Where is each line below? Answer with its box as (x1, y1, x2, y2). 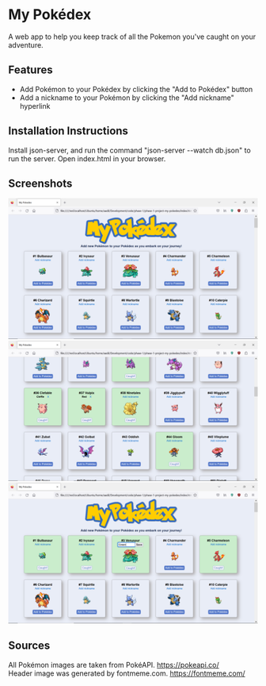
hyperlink (19, 101, 51, 110)
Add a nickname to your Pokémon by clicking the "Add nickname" (19, 93, 235, 102)
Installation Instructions (8, 125, 129, 138)
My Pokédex (8, 6, 92, 24)
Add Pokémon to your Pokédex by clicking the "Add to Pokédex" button (19, 84, 253, 94)
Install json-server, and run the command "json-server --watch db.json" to (8, 145, 251, 155)
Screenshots (8, 176, 73, 190)
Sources (8, 639, 51, 653)
